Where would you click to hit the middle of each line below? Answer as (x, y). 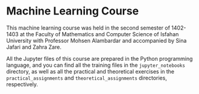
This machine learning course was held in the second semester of (88, 28)
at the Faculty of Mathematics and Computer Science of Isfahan (99, 34)
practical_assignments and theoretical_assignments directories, (87, 78)
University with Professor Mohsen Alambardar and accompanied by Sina (96, 40)
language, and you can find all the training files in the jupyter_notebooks (96, 65)
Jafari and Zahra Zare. (34, 47)
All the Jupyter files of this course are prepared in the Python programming (99, 58)
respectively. (22, 84)
